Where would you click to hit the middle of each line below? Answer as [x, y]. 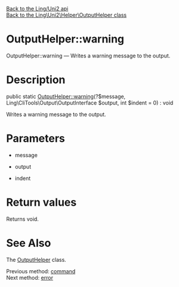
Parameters [36, 138]
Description [36, 80]
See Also [29, 243]
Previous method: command [41, 271]
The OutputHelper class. [36, 259]
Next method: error [30, 277]
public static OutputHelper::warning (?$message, [66, 96]
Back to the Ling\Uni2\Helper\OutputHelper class [67, 15]
